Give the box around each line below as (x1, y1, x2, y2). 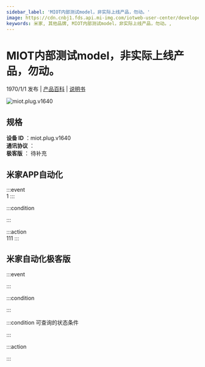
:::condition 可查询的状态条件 (6, 319, 79, 326)
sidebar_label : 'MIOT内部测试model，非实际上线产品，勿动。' (6, 9, 151, 15)
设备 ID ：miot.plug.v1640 (6, 134, 71, 142)
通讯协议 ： (6, 142, 35, 149)
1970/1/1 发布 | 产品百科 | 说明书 (6, 85, 86, 93)
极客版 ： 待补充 (6, 149, 47, 157)
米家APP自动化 (6, 169, 63, 180)
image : (6, 15, 23, 21)
